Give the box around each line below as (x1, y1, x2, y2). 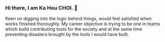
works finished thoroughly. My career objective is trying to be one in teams (5, 21, 160, 27)
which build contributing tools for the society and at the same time (5, 26, 142, 32)
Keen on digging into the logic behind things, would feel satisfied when (5, 16, 152, 22)
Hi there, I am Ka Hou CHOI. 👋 (5, 4, 78, 11)
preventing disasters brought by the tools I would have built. (5, 32, 129, 38)
